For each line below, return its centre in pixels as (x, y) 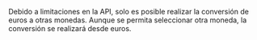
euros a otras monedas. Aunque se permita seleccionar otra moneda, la (128, 20)
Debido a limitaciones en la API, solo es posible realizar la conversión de (128, 12)
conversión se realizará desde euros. (70, 28)
